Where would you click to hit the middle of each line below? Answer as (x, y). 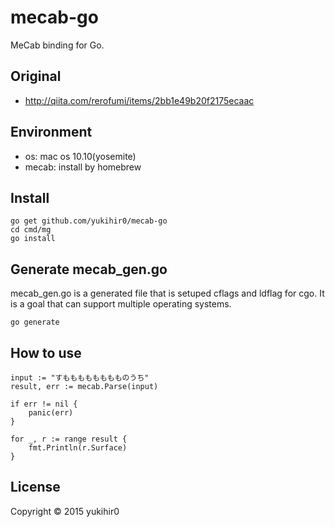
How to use (46, 352)
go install (33, 239)
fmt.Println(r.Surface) (78, 448)
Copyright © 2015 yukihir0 (65, 511)
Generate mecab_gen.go (89, 269)
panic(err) (51, 413)
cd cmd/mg (31, 230)
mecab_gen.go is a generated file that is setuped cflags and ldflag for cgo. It (167, 293)
